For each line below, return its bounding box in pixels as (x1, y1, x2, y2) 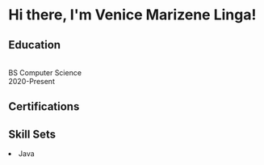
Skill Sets (8, 127, 57, 141)
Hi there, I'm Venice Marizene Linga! (8, 6, 257, 24)
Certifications (8, 99, 80, 114)
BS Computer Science (8, 68, 82, 78)
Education (8, 38, 61, 52)
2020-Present (8, 77, 55, 86)
